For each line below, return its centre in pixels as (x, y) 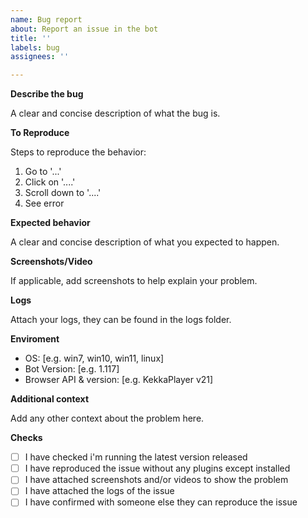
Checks (26, 438)
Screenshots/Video (51, 262)
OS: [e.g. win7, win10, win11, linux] (94, 358)
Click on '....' (50, 182)
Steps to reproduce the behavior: (78, 152)
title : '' (31, 38)
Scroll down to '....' (63, 193)
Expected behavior (50, 223)
